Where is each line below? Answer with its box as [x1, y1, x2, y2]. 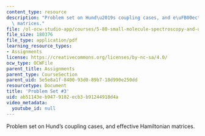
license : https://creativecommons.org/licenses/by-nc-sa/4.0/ [6, 54, 168, 60]
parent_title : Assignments [6, 65, 75, 72]
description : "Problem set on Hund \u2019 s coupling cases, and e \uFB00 [6, 15, 192, 21]
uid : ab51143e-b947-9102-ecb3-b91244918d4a [6, 94, 119, 100]
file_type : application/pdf [6, 37, 78, 43]
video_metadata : [6, 99, 48, 106]
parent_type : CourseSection [6, 71, 78, 77]
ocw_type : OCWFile [6, 60, 53, 66]
